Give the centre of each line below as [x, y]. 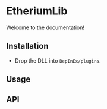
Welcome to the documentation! [45, 27]
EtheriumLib [37, 11]
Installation [27, 46]
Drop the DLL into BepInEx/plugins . [58, 60]
